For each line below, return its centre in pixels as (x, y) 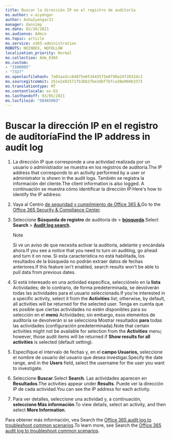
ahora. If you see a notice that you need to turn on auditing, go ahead (85, 250)
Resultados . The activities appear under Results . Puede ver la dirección (88, 384)
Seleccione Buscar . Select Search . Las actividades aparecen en (80, 378)
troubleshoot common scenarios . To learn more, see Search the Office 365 (83, 425)
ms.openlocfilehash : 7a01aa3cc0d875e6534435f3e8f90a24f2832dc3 (74, 77)
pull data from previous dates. (44, 273)
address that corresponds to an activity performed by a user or (79, 173)
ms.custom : (17, 62)
